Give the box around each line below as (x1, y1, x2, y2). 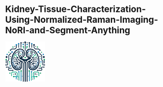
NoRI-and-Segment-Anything (5, 25, 131, 36)
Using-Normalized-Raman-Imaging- (5, 14, 159, 25)
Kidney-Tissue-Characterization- (5, 3, 146, 15)
